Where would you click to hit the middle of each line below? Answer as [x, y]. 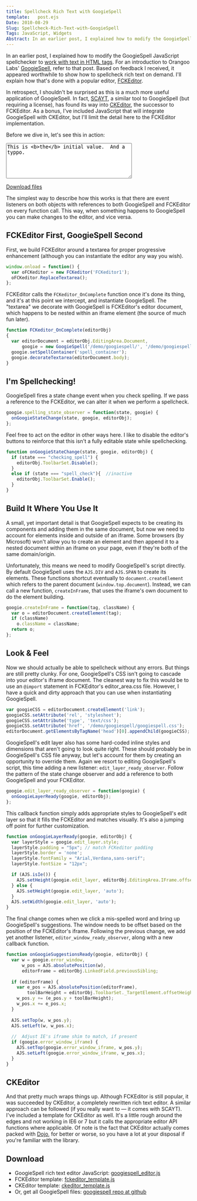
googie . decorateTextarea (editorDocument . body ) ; [71, 358]
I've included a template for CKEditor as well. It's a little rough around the [94, 1115]
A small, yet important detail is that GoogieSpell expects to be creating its [94, 522]
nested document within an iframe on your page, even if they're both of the [97, 548]
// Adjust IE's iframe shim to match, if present [74, 1037]
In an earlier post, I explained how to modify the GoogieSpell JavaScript [93, 56]
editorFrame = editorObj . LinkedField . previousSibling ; [90, 971]
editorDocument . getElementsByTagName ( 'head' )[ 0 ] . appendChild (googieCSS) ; [98, 732]
